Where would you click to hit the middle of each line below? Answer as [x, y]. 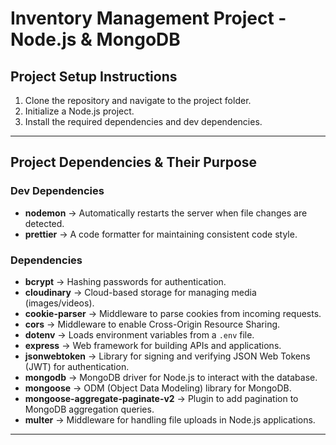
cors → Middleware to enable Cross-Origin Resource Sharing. [152, 324]
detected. [44, 223]
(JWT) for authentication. [77, 366]
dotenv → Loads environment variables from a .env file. [139, 334]
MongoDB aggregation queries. [89, 409]
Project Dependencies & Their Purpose [134, 162]
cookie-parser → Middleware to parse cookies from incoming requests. [173, 313]
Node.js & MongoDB [95, 39]
